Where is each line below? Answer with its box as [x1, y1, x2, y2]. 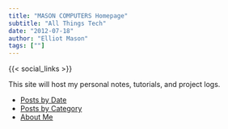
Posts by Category [19, 104, 82, 114]
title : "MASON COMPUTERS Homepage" [8, 11, 129, 20]
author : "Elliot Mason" [8, 34, 89, 43]
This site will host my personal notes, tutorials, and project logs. [8, 80, 221, 89]
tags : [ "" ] [8, 42, 45, 50]
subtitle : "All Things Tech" [8, 19, 107, 27]
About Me [19, 112, 54, 122]
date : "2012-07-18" [8, 27, 74, 35]
